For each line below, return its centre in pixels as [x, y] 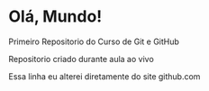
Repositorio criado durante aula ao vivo [81, 59]
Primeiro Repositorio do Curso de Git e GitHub [94, 41]
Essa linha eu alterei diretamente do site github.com [104, 76]
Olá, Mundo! [55, 17]
